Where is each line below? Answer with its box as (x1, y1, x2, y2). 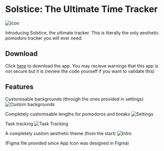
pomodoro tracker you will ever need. (5, 35, 83, 41)
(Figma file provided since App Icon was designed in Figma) (5, 140, 129, 146)
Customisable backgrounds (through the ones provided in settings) (5, 96, 144, 102)
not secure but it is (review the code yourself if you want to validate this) (5, 68, 155, 74)
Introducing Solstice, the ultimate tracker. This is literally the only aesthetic (5, 29, 159, 35)
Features (5, 82, 34, 91)
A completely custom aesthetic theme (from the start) (5, 130, 116, 136)
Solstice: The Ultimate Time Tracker (5, 3, 158, 15)
